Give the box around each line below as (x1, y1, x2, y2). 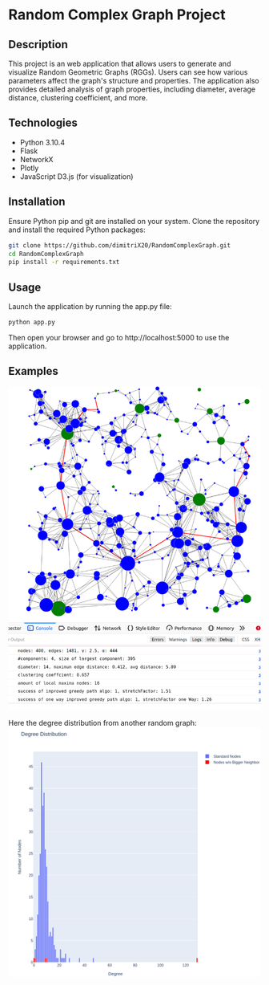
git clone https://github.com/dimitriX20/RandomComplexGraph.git (8, 241, 231, 250)
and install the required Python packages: (8, 225, 146, 234)
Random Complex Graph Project (8, 6, 226, 24)
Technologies (8, 116, 78, 130)
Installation (8, 195, 66, 209)
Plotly (19, 163, 39, 173)
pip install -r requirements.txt (8, 258, 120, 267)
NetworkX (19, 154, 54, 164)
